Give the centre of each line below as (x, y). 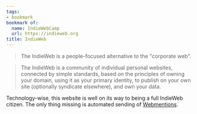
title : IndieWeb (26, 39)
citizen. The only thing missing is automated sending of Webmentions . (92, 104)
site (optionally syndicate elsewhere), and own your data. (91, 86)
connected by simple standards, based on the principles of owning (103, 74)
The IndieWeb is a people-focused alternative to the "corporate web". (106, 56)
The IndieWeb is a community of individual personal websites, (96, 68)
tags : (13, 12)
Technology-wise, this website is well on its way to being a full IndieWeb (95, 98)
